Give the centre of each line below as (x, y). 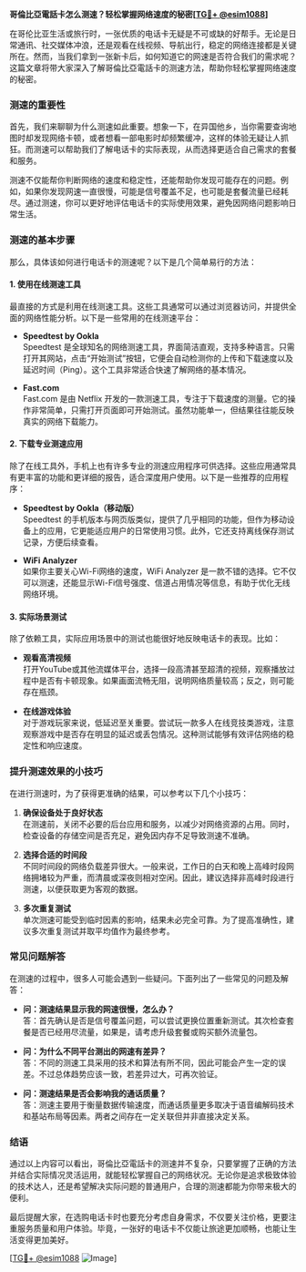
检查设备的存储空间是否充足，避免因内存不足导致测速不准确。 (138, 835)
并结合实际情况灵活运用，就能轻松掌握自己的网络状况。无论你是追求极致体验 (153, 1175)
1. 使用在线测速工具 (46, 284)
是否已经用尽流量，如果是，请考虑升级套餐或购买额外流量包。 (146, 1031)
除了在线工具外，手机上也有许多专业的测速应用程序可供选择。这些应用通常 (149, 466)
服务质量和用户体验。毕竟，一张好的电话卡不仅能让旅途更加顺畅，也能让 (153, 1228)
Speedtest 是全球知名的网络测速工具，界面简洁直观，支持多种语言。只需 (158, 346)
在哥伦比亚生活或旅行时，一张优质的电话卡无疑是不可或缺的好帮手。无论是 (149, 34)
